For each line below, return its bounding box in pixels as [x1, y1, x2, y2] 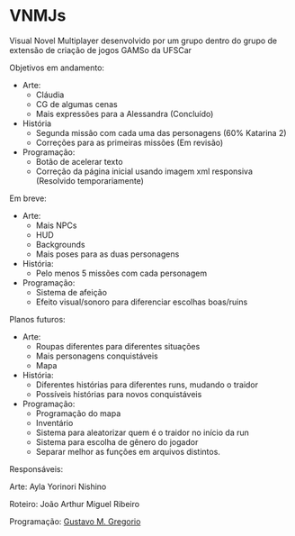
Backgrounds [35, 239, 85, 250]
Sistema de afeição [35, 286, 108, 297]
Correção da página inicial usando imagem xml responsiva [35, 166, 254, 177]
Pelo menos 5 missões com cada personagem [35, 268, 208, 278]
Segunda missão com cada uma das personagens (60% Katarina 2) [35, 127, 287, 138]
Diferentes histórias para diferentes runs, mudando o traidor [35, 379, 259, 390]
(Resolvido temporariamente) [35, 175, 144, 186]
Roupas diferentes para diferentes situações [35, 341, 201, 351]
